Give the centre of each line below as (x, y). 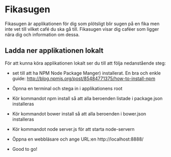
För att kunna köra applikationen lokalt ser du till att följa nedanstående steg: (85, 63)
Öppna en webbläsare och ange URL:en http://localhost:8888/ (78, 139)
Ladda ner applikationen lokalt (54, 51)
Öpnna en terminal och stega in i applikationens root (67, 88)
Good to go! (25, 149)
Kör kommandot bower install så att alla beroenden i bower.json (79, 113)
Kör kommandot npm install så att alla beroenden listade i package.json (87, 98)
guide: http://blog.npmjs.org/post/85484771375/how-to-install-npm (84, 78)
